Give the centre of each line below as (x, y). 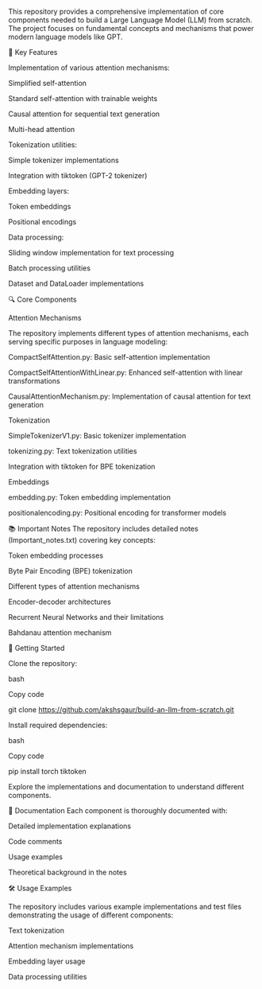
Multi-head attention (42, 129)
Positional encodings (42, 222)
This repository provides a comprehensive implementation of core (116, 12)
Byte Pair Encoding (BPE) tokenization (70, 571)
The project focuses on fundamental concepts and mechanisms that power (131, 28)
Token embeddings (40, 206)
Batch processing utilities (50, 268)
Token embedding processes (56, 555)
